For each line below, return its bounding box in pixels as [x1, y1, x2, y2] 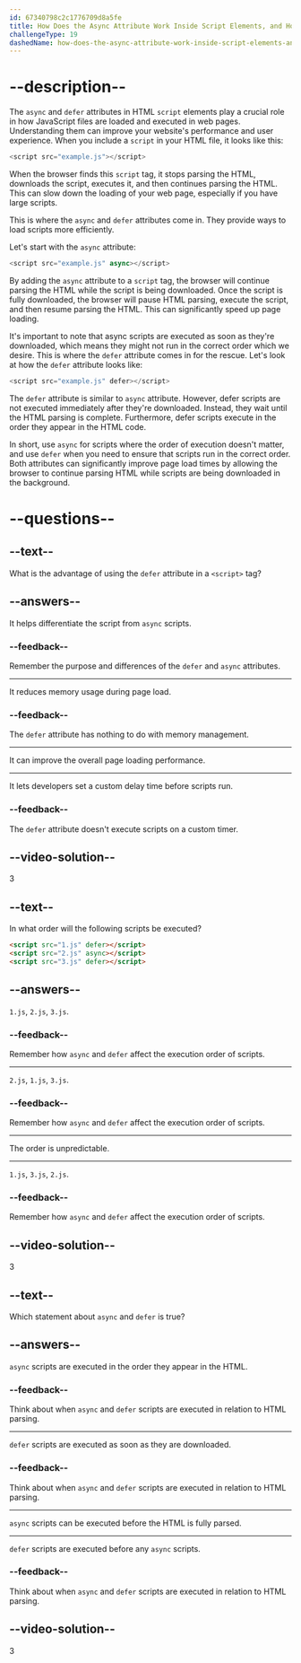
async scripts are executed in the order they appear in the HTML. [9, 1361, 248, 1371]
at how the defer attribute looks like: [9, 359, 143, 370]
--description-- [9, 77, 127, 97]
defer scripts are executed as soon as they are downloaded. [9, 1440, 231, 1450]
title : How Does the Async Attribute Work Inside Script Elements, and [9, 22, 282, 31]
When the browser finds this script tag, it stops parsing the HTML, [9, 169, 257, 179]
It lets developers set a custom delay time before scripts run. [9, 781, 234, 792]
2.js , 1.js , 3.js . [9, 1074, 69, 1085]
